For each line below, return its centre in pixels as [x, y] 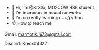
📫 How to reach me [31, 23]
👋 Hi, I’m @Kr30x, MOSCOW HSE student [53, 7]
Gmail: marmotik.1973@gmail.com [38, 34]
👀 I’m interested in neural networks [46, 12]
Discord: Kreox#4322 [26, 44]
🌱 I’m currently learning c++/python [47, 18]
